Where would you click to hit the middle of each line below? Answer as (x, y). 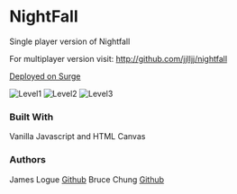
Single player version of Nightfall (70, 41)
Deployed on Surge (45, 76)
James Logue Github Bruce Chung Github (87, 179)
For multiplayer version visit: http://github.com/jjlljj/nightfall (118, 58)
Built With (32, 117)
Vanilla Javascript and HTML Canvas (77, 137)
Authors (28, 160)
